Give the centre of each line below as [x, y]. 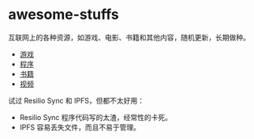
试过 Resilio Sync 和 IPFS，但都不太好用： [76, 100]
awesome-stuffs [64, 15]
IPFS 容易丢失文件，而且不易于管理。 [80, 127]
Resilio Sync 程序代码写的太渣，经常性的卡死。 [95, 117]
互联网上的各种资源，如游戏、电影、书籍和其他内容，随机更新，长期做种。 [129, 37]
